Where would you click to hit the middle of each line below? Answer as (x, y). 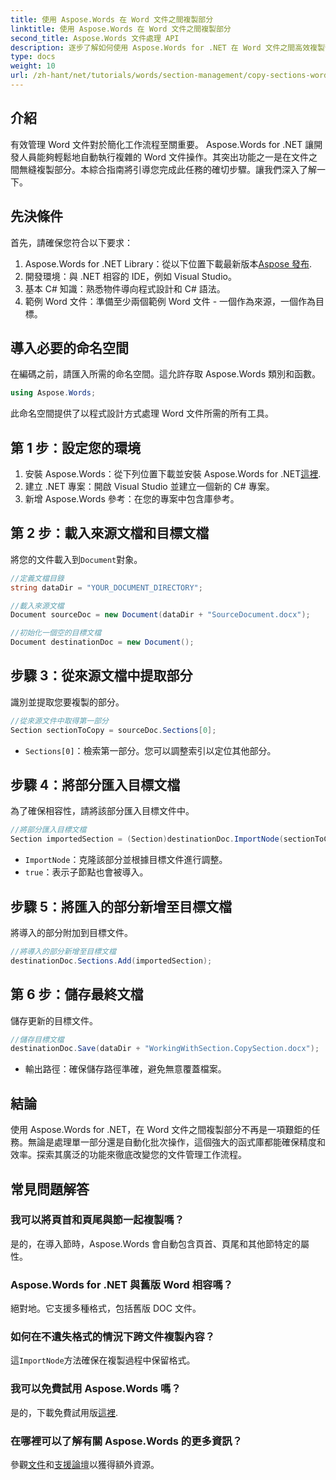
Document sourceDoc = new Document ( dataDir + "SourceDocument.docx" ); (160, 615)
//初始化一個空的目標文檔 (56, 633)
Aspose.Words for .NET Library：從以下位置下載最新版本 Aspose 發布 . (168, 263)
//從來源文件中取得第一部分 (60, 721)
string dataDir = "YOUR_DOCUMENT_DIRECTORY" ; (106, 587)
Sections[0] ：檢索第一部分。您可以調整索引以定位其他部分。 (150, 750)
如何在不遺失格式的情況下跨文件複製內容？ (113, 1337)
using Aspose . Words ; (53, 393)
